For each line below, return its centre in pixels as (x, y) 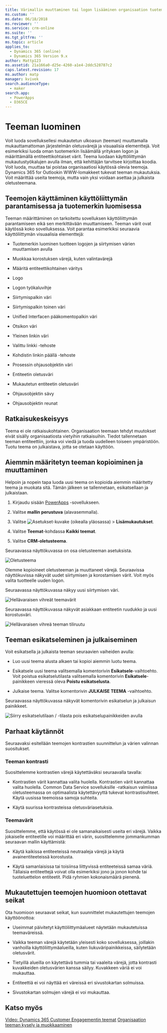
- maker (18, 88)
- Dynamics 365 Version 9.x (39, 56)
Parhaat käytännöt (35, 731)
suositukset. (18, 749)
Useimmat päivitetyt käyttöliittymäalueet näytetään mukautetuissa (80, 927)
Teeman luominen (43, 127)
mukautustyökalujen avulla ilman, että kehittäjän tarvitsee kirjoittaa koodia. (81, 162)
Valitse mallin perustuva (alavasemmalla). (55, 512)
